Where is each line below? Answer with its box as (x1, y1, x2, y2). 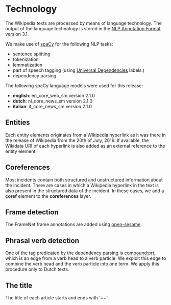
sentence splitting (12, 51, 51, 57)
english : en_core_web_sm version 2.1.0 (12, 92, 95, 98)
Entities (5, 118, 30, 127)
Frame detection (5, 208, 59, 216)
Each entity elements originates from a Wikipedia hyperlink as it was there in (5, 132, 166, 138)
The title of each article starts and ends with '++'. (5, 295, 109, 300)
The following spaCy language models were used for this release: (5, 83, 143, 89)
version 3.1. (5, 31, 29, 37)
